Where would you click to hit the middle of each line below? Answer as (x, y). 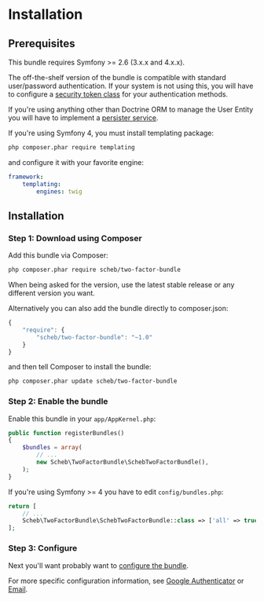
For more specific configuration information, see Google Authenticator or (126, 581)
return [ (22, 506)
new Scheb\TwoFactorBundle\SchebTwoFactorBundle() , (123, 462)
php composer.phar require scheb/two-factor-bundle (94, 270)
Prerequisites (42, 44)
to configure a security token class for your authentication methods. (118, 94)
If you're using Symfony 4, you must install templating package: (111, 133)
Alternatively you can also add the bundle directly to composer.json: (118, 309)
